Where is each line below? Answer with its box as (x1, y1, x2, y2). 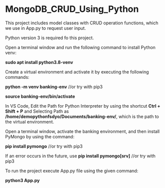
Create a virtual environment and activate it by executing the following (5, 68, 149, 75)
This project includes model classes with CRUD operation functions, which (5, 20, 159, 26)
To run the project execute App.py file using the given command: (5, 168, 139, 174)
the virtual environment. (5, 119, 54, 125)
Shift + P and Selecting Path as (5, 108, 69, 114)
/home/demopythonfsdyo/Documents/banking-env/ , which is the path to (5, 113, 160, 120)
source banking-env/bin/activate (5, 93, 75, 99)
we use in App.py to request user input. (5, 25, 86, 31)
